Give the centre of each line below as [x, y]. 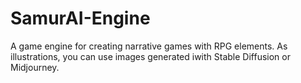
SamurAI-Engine [80, 18]
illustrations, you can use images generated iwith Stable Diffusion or [150, 56]
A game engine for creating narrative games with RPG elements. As [149, 46]
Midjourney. [35, 67]
